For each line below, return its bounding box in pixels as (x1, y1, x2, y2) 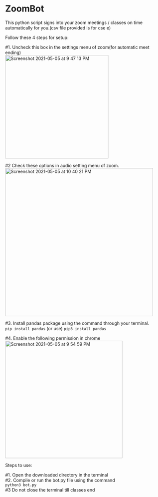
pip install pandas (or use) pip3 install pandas (5, 325, 107, 331)
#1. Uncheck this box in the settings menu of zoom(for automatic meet (5, 44, 150, 50)
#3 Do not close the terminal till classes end (5, 487, 95, 493)
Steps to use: (5, 462, 32, 468)
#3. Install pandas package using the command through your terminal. (5, 320, 150, 326)
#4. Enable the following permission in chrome (5, 335, 101, 341)
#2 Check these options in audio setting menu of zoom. (5, 162, 120, 168)
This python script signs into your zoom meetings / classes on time (5, 19, 143, 25)
